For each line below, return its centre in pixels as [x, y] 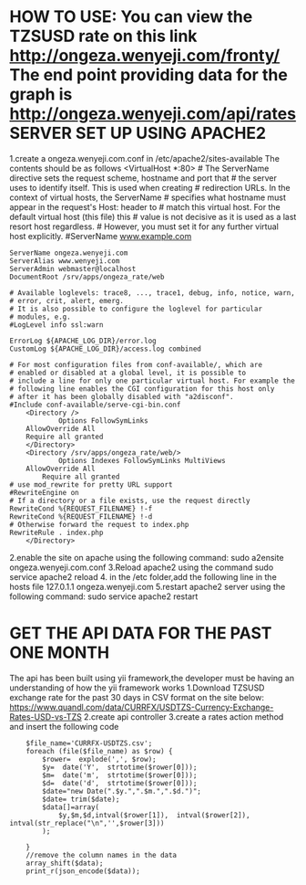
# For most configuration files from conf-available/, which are [136, 364]
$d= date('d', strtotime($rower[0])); [120, 783]
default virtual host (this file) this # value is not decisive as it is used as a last [153, 216]
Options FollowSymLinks [103, 421]
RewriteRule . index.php [56, 532]
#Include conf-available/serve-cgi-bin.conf [95, 405]
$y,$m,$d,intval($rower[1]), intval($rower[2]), [154, 815]
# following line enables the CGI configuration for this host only [142, 389]
